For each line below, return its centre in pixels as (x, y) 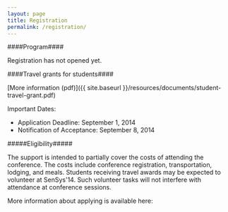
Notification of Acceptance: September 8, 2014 (86, 130)
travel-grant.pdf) (32, 95)
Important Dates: (32, 109)
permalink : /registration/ (47, 27)
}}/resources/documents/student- (172, 88)
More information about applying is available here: (80, 201)
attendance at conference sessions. (59, 187)
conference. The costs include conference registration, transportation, (110, 165)
